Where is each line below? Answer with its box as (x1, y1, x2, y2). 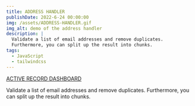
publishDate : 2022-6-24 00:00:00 (6, 14, 89, 20)
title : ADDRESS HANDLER (6, 8, 65, 15)
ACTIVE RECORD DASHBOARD (6, 75, 82, 82)
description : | (6, 31, 44, 37)
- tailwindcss (11, 58, 46, 64)
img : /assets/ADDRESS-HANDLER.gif (6, 20, 92, 26)
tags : (6, 48, 20, 54)
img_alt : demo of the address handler (6, 25, 102, 32)
